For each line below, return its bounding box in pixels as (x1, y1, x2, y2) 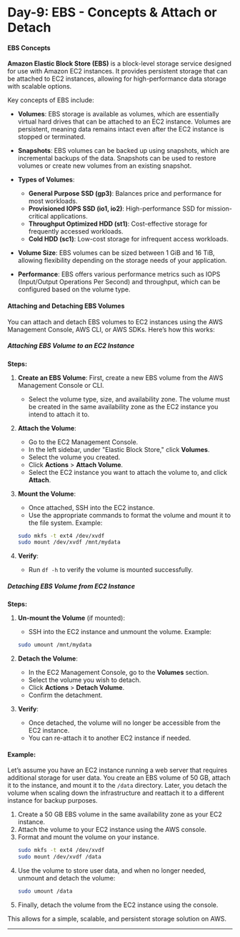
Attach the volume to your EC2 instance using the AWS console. (17, 826, 207, 834)
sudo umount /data (17, 888, 73, 895)
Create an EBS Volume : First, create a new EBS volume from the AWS (17, 373, 224, 382)
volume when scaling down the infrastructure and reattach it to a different (7, 788, 225, 797)
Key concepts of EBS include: (7, 96, 94, 104)
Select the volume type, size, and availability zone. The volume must (28, 394, 230, 404)
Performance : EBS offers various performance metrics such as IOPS (17, 270, 221, 279)
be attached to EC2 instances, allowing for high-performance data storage (7, 74, 226, 83)
